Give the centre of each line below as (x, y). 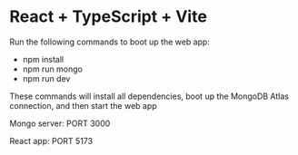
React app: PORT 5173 (51, 140)
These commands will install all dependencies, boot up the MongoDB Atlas (149, 96)
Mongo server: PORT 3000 (60, 123)
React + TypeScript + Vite (108, 17)
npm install (43, 59)
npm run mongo (53, 69)
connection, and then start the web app (83, 105)
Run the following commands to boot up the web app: (110, 42)
